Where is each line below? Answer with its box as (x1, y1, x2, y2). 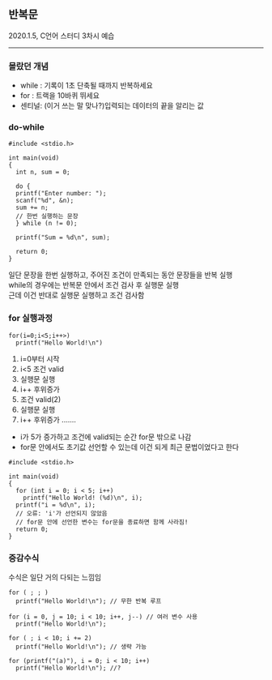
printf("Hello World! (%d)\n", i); (23, 494, 143, 502)
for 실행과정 (8, 313, 53, 324)
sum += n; (15, 203, 49, 212)
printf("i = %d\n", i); (15, 501, 96, 509)
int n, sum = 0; (15, 169, 70, 177)
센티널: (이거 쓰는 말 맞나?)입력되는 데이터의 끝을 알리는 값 (19, 101, 204, 111)
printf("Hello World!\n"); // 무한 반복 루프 (15, 597, 162, 605)
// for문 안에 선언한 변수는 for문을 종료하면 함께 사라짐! (15, 518, 189, 526)
